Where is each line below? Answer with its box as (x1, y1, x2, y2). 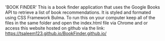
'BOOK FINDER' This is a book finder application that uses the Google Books (5, 4, 160, 10)
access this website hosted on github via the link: (5, 25, 105, 31)
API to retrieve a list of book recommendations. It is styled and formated (5, 9, 151, 15)
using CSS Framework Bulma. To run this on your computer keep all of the (5, 15, 156, 20)
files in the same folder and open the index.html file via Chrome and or (5, 20, 148, 26)
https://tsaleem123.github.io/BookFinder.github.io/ (5, 31, 107, 36)
